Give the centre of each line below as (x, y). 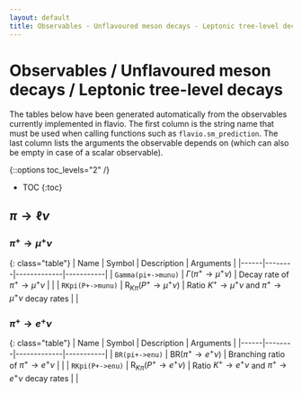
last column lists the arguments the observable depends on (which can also (149, 143)
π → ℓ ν (30, 215)
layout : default (40, 18)
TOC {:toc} (42, 188)
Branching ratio (257, 354)
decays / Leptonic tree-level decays (146, 89)
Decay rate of (264, 274)
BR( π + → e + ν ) (195, 353)
